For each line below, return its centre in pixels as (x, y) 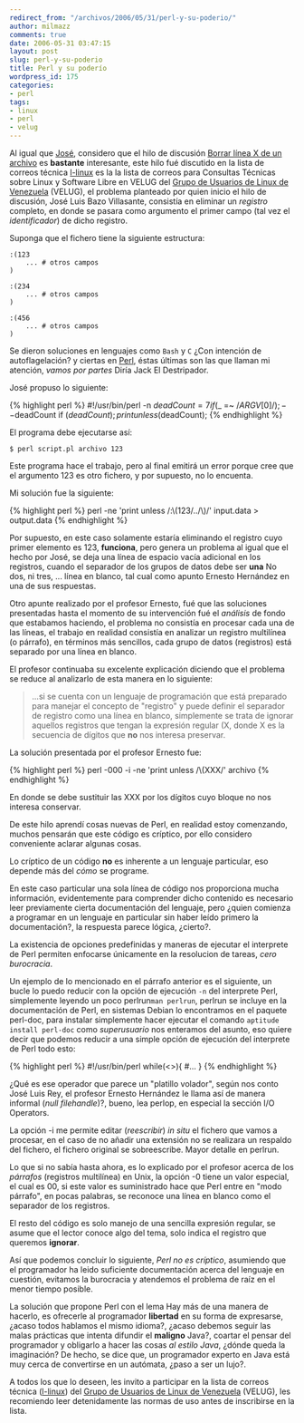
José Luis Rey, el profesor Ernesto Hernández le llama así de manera (138, 1094)
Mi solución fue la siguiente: (62, 493)
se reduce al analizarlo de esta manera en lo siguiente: (111, 679)
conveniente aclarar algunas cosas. (76, 843)
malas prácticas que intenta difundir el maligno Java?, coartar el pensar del (150, 1335)
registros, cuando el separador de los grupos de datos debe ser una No (143, 566)
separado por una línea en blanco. (73, 652)
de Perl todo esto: (43, 1049)
